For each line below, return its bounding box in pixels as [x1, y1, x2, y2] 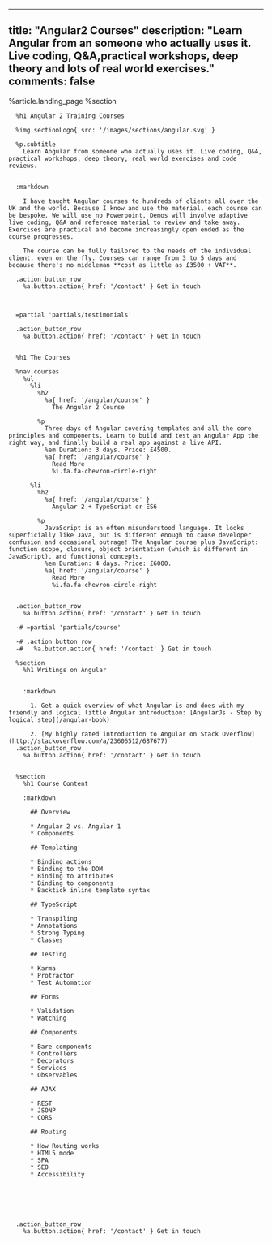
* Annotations [29, 921, 79, 930]
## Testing [29, 950, 67, 958]
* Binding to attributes [29, 872, 114, 880]
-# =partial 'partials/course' [15, 623, 121, 632]
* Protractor [29, 971, 74, 979]
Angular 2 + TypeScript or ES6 [51, 503, 158, 511]
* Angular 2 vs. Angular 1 [29, 822, 121, 831]
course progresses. [8, 232, 74, 240]
